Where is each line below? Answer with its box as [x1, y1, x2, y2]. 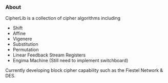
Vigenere [12, 36, 32, 42]
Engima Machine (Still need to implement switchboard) [12, 58, 129, 64]
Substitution [12, 41, 38, 47]
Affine [12, 31, 26, 37]
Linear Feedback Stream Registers [12, 52, 86, 58]
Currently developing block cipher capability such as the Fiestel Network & [5, 67, 163, 73]
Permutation [12, 47, 39, 53]
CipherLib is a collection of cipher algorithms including [5, 15, 121, 21]
